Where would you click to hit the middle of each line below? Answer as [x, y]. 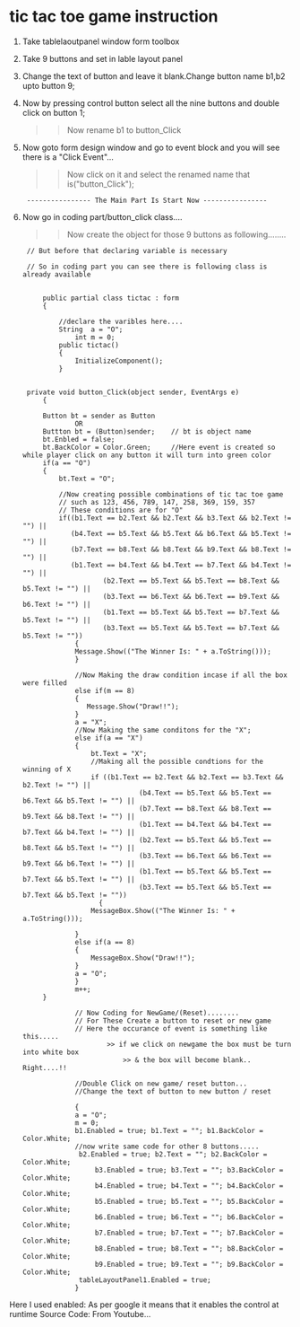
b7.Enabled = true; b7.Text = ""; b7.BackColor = [189, 1233]
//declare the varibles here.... [121, 321]
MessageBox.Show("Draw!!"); [143, 958]
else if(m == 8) [105, 690]
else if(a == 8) [105, 942]
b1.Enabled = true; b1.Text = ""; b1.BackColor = [169, 1130]
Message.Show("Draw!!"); [133, 707]
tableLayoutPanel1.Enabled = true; [146, 1280]
